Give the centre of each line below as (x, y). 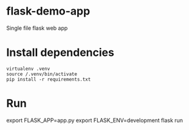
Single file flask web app (37, 28)
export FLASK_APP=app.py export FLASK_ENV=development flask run (95, 120)
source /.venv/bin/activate (42, 74)
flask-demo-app (48, 11)
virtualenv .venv (28, 69)
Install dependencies (60, 53)
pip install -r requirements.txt (49, 79)
